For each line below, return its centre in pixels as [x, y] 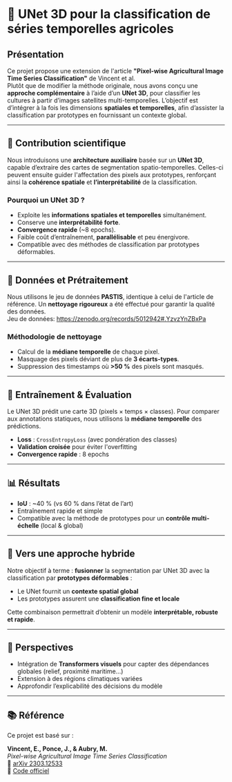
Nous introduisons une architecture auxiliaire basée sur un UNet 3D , [106, 160]
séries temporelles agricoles [90, 29]
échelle [28, 525]
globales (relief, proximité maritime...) [70, 671]
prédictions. [24, 426]
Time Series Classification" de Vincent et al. [71, 78]
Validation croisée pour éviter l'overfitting [77, 447]
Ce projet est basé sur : [40, 736]
